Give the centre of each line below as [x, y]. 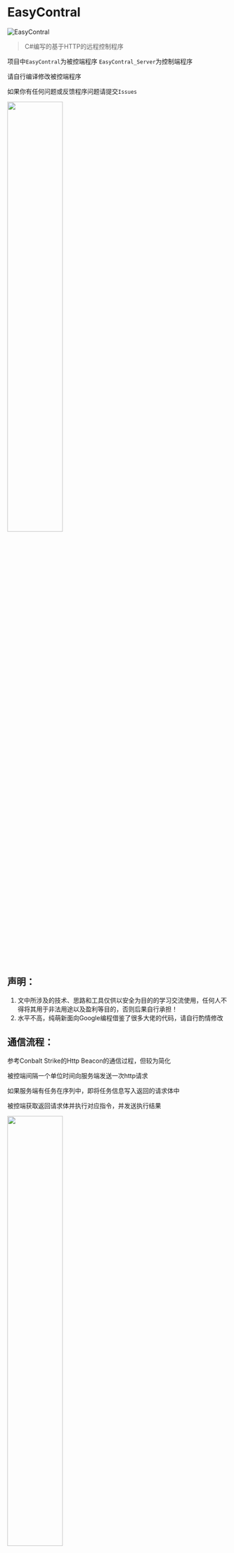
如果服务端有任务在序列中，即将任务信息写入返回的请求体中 [93, 1090]
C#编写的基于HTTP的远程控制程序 [74, 46]
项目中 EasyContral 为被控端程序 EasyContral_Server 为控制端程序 [100, 61]
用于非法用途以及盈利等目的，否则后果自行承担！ [107, 1009]
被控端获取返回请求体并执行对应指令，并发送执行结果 [84, 1106]
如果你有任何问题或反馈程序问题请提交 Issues [72, 91]
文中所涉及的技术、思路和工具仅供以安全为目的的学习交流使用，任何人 [119, 1000]
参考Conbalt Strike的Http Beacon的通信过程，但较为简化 [89, 1060]
